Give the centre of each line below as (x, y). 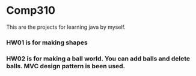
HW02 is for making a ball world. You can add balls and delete (98, 59)
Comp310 (31, 10)
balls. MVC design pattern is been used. (66, 66)
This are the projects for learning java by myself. (66, 27)
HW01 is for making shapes (47, 42)
